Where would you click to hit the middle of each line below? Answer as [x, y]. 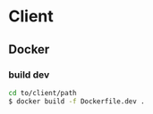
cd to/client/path [42, 93]
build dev [29, 75]
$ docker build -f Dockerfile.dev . [76, 101]
